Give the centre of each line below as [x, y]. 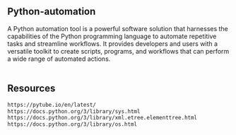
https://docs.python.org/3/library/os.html [72, 124]
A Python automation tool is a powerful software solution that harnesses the [118, 28]
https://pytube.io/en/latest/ [52, 105]
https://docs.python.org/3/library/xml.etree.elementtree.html [102, 118]
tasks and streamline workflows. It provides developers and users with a [112, 43]
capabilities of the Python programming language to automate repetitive [112, 36]
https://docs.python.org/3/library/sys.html [74, 111]
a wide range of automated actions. [59, 59]
